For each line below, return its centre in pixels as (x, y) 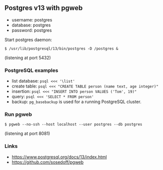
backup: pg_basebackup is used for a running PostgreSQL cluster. (76, 102)
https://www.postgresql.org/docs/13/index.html (59, 157)
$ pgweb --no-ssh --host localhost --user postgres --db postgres (73, 125)
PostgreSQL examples (31, 70)
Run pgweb (18, 114)
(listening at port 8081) (27, 133)
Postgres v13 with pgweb (44, 8)
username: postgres (32, 20)
